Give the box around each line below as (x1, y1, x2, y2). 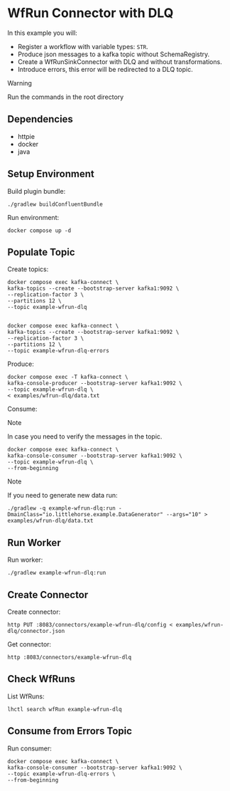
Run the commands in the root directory (7, 93, 124, 101)
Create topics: (7, 265, 49, 273)
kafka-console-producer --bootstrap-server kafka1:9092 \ (7, 379, 182, 387)
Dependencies (7, 113, 73, 125)
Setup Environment (7, 168, 94, 180)
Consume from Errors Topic (7, 725, 133, 738)
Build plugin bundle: (7, 187, 66, 195)
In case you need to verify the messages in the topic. (7, 432, 163, 441)
